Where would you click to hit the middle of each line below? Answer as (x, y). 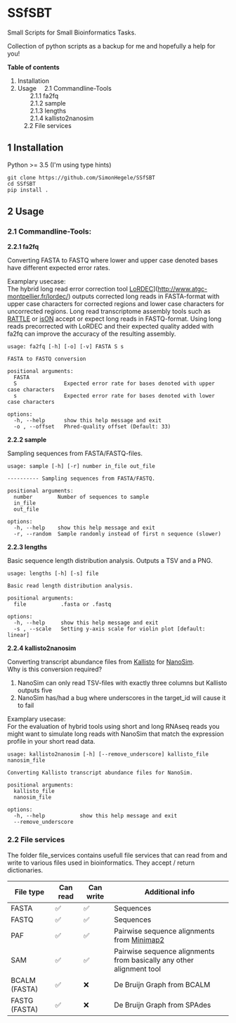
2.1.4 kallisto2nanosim (62, 118)
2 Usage (26, 211)
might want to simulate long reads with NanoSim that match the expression (116, 734)
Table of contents (33, 67)
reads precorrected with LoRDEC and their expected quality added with (111, 326)
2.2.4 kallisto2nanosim (42, 648)
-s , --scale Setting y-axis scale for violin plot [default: (110, 629)
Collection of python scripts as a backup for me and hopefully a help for (111, 46)
